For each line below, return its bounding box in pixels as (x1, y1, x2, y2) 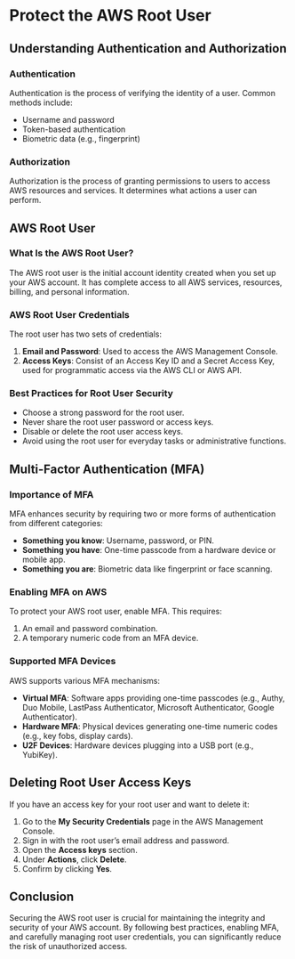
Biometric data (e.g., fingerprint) (21, 133, 140, 143)
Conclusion (9, 889, 75, 904)
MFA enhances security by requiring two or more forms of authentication (9, 508, 276, 519)
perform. (9, 195, 42, 206)
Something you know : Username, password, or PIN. (21, 535, 215, 546)
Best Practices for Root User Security (9, 387, 173, 400)
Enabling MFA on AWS (9, 586, 108, 598)
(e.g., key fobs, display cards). (21, 730, 133, 741)
